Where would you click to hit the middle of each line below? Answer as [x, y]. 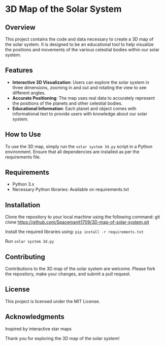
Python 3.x [23, 184]
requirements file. [23, 157]
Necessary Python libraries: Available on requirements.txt [70, 190]
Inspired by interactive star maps [38, 329]
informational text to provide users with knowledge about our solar [80, 114]
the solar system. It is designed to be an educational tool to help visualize [80, 44]
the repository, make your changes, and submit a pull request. [68, 274]
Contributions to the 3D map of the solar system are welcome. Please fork [80, 269]
